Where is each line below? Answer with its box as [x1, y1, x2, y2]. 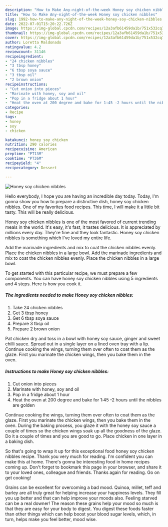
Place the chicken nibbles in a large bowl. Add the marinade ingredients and [5, 250, 161, 256]
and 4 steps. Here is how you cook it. [5, 281, 82, 287]
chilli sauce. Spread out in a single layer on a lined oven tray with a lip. [5, 341, 149, 347]
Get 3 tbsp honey [12, 310, 48, 316]
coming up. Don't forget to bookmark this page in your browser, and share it [5, 464, 161, 470]
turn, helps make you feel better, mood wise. [5, 516, 97, 522]
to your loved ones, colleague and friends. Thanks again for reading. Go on [5, 469, 160, 475]
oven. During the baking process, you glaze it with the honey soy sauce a [5, 422, 156, 428]
